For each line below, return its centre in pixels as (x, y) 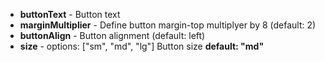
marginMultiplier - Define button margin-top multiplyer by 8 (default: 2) (168, 25)
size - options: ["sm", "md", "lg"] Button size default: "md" (142, 46)
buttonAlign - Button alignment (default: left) (112, 35)
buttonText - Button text (70, 14)
